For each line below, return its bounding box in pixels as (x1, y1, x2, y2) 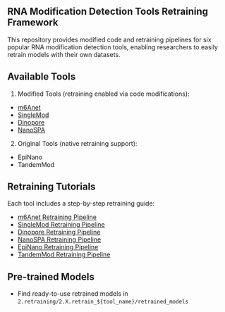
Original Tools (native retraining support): (17, 139, 138, 147)
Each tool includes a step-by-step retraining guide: (7, 199, 155, 208)
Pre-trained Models (7, 270, 95, 282)
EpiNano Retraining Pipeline (17, 243, 99, 251)
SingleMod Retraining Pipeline (17, 220, 105, 229)
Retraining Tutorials (7, 181, 96, 193)
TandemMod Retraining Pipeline (17, 250, 111, 259)
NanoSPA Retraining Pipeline (17, 235, 102, 244)
